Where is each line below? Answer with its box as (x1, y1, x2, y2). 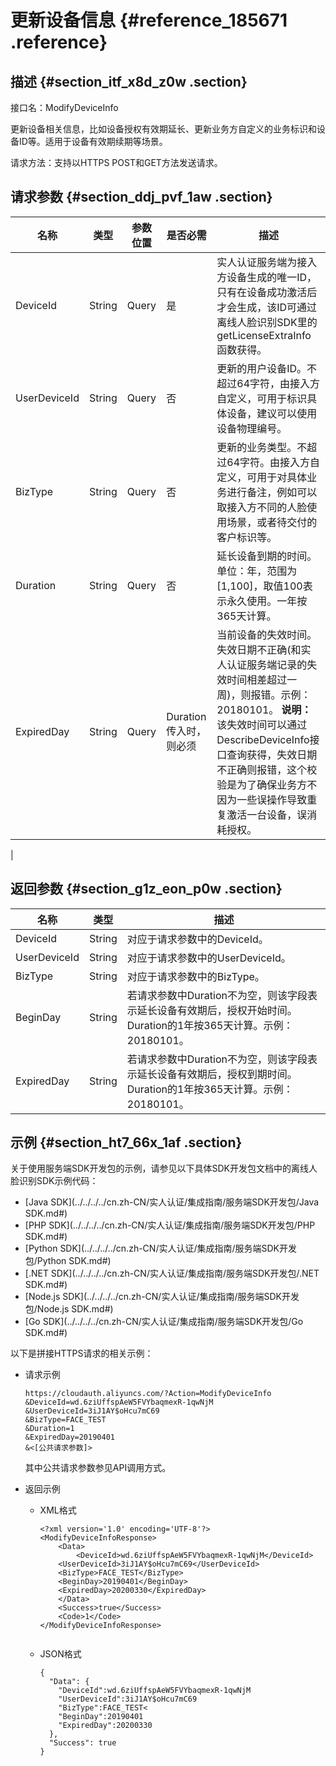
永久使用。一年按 (226, 594, 308, 608)
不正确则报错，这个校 (216, 762, 318, 776)
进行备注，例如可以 (226, 485, 318, 499)
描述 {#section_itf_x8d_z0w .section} (10, 73, 248, 90)
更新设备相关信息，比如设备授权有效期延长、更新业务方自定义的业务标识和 (10, 123, 317, 135)
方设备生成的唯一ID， (216, 270, 318, 284)
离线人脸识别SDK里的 (216, 315, 318, 329)
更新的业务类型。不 (216, 440, 308, 454)
